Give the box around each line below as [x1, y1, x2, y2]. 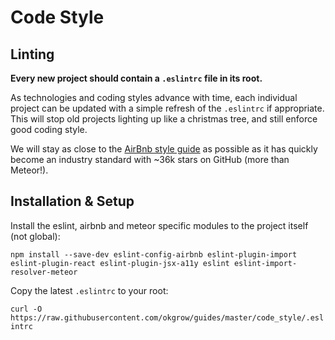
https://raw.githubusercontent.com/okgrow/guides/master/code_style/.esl [10, 312, 325, 323]
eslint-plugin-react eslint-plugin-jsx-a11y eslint [10, 258, 230, 268]
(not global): [10, 230, 61, 242]
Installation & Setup [10, 193, 135, 210]
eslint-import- [233, 258, 298, 268]
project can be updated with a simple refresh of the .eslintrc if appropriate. [10, 102, 325, 114]
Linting [10, 46, 55, 63]
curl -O [10, 304, 43, 314]
